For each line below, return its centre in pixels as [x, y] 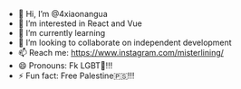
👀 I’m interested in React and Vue [80, 23]
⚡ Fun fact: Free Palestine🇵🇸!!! [76, 76]
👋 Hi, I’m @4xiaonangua [63, 14]
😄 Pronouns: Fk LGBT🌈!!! [65, 66]
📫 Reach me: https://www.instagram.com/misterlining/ [121, 53]
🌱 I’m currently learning [62, 33]
